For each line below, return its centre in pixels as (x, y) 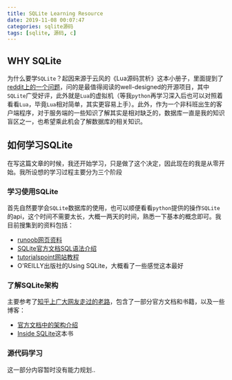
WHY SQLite (35, 60)
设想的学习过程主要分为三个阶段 (76, 172)
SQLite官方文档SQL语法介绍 (57, 249)
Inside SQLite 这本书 (45, 334)
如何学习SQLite (40, 145)
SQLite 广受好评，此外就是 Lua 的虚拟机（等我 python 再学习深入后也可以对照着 (115, 96)
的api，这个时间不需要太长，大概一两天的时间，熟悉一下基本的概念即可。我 (114, 217)
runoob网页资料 (39, 240)
